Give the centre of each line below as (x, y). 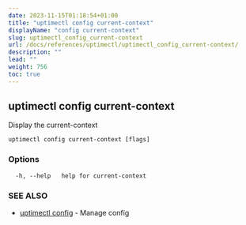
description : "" (35, 52)
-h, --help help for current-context (81, 176)
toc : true (25, 74)
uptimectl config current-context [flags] (79, 140)
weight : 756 (28, 67)
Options (24, 159)
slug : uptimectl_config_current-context (76, 37)
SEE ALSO (28, 196)
